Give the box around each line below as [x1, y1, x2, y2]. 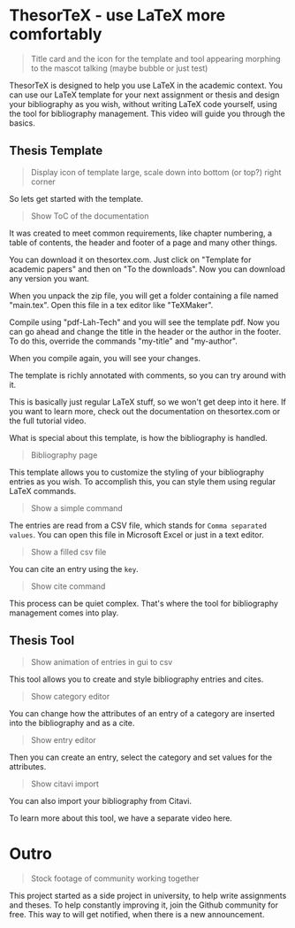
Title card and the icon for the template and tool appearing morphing [30, 53, 281, 64]
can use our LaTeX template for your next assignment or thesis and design [9, 89, 280, 100]
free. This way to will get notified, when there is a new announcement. [9, 909, 265, 919]
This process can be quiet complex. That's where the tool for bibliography [9, 598, 278, 608]
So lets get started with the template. [9, 193, 144, 204]
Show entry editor [30, 734, 97, 745]
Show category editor [30, 691, 110, 701]
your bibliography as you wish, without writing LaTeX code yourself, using [9, 98, 277, 109]
